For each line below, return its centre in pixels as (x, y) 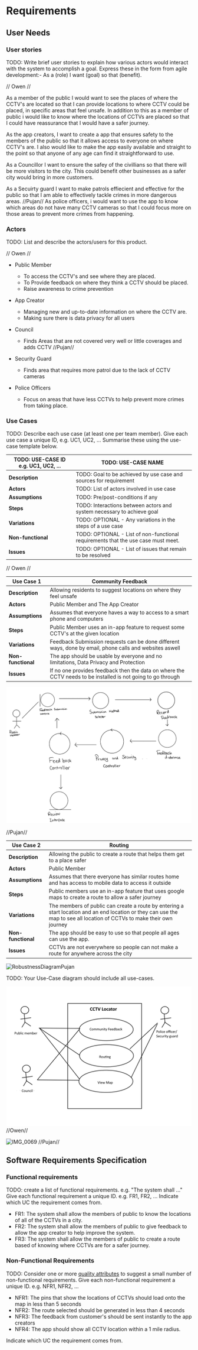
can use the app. (69, 939)
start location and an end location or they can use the (113, 912)
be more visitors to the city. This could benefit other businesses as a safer (96, 171)
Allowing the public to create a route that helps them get (117, 854)
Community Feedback (119, 581)
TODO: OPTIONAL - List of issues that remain (131, 549)
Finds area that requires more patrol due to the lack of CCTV (97, 370)
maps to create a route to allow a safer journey (105, 897)
